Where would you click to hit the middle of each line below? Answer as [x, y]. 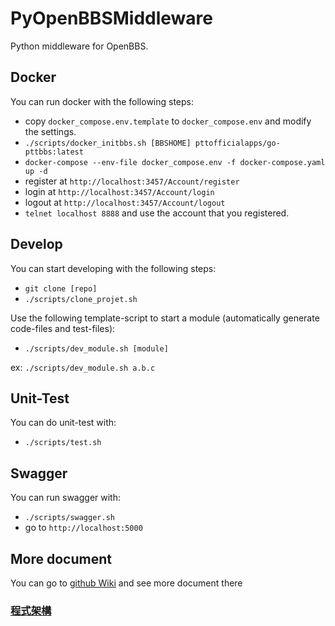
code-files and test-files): [63, 328]
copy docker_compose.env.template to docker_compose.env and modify [168, 121]
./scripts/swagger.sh [69, 518]
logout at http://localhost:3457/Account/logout [125, 202]
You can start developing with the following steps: [113, 268]
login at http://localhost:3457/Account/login [119, 191]
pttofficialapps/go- [237, 143]
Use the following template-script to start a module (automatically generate [165, 318]
